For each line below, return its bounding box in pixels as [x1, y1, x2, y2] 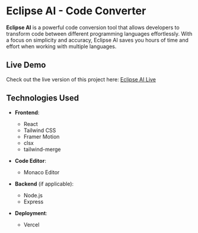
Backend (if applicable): [14, 180, 74, 187]
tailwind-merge [23, 146, 61, 153]
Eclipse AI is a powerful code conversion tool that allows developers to [6, 24, 180, 31]
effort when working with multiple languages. [6, 43, 117, 50]
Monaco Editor [23, 168, 60, 176]
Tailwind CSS [23, 127, 56, 134]
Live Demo [6, 60, 46, 70]
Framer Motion [23, 133, 60, 140]
